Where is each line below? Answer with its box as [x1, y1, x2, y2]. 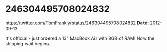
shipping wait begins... [5, 40, 53, 46]
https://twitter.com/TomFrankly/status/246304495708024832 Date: [5, 20, 149, 26]
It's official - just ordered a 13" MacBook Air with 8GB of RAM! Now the [5, 35, 155, 41]
